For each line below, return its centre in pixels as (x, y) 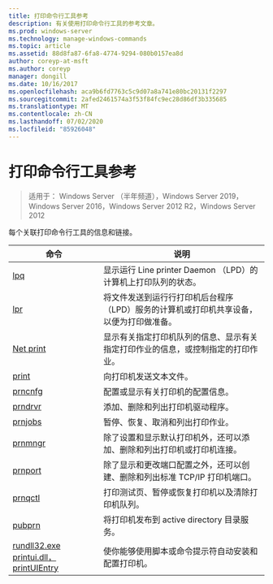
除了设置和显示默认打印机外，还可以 (172, 437)
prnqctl (26, 498)
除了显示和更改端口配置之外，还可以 (172, 465)
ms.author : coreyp (39, 69)
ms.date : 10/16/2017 (43, 84)
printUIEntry (36, 568)
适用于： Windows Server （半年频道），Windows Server (123, 196)
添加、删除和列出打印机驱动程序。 (168, 407)
